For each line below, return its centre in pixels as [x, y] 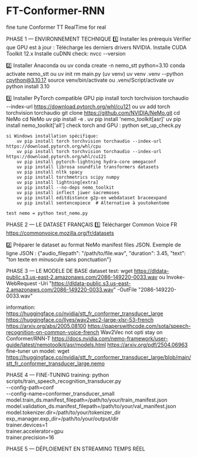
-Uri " [45, 283]
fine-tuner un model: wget [38, 351]
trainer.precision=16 [30, 437]
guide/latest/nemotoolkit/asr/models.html [56, 345]
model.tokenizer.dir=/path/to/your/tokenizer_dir [64, 412]
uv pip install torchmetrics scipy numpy [68, 177]
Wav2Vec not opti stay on [131, 332]
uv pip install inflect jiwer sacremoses [68, 192]
